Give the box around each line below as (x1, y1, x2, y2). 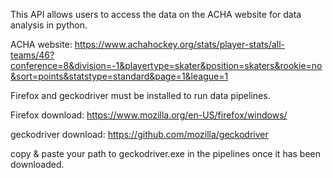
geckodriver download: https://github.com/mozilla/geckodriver (10, 129, 269, 140)
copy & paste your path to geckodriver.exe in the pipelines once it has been (10, 148, 322, 159)
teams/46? (10, 49, 55, 61)
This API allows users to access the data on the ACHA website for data (10, 9, 302, 20)
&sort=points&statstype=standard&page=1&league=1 (10, 70, 229, 82)
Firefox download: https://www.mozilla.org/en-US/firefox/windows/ (10, 109, 288, 121)
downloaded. (10, 159, 65, 170)
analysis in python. (10, 19, 88, 31)
